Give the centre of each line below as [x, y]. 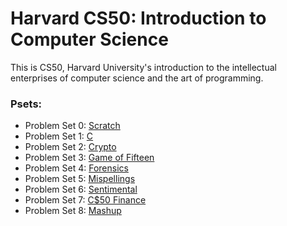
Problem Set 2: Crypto [70, 147]
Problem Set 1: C [59, 136]
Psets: [26, 104]
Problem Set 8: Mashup [73, 211]
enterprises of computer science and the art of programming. [137, 78]
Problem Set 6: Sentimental [81, 189]
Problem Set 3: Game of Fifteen [89, 158]
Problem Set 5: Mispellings [80, 179]
